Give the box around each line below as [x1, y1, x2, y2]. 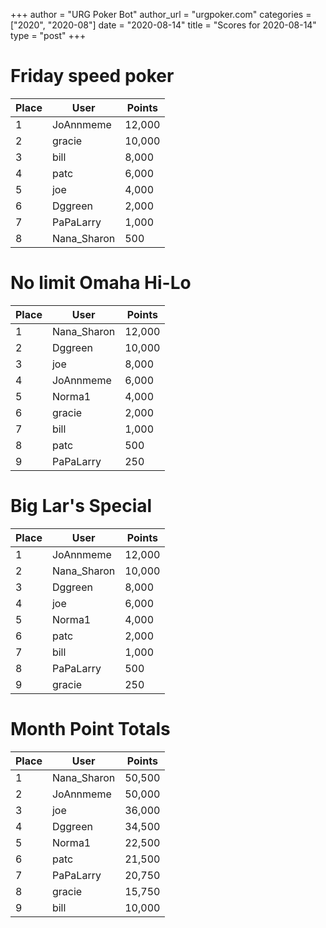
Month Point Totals [10, 718, 171, 740]
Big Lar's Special [10, 495, 153, 518]
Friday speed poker [10, 65, 175, 88]
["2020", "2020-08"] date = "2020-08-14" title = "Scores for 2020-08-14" [10, 19, 317, 31]
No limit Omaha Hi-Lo [10, 272, 192, 294]
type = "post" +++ [10, 30, 87, 41]
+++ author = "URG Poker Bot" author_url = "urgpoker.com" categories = [10, 9, 312, 20]
